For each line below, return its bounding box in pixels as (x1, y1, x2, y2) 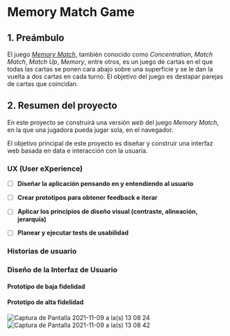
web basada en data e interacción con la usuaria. (7, 146, 148, 155)
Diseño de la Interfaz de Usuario (7, 265, 118, 275)
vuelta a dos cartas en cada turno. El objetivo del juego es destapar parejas (7, 72, 224, 81)
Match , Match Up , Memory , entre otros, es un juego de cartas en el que (7, 58, 213, 66)
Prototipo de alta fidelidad (7, 298, 84, 306)
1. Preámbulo (7, 32, 65, 44)
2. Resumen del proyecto (7, 100, 117, 112)
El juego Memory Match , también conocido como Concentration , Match (7, 50, 213, 58)
